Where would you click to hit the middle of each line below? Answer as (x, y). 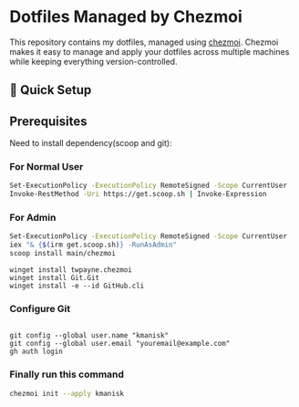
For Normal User (46, 167)
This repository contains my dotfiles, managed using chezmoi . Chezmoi (144, 42)
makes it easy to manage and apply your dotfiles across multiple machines (149, 51)
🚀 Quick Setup (51, 90)
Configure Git (40, 309)
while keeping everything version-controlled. (93, 61)
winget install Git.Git (55, 278)
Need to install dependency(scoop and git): (91, 143)
